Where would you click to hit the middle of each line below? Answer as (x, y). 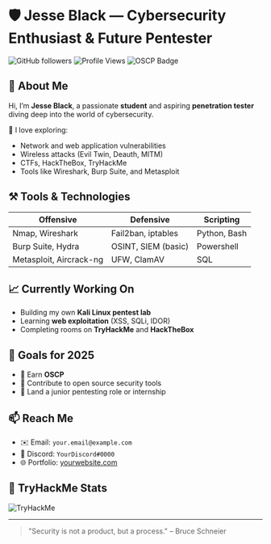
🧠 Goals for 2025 (52, 355)
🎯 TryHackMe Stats (58, 489)
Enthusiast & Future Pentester (110, 38)
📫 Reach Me (41, 418)
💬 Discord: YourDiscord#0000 (67, 454)
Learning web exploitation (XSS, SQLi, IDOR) (95, 321)
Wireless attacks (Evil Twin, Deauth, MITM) (92, 154)
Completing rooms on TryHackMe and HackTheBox (107, 330)
